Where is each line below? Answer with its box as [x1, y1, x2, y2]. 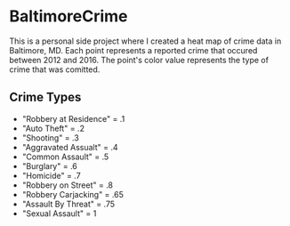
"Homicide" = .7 [21, 170, 82, 181]
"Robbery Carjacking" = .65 [21, 189, 125, 199]
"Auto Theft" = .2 [21, 123, 85, 133]
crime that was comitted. [9, 64, 101, 75]
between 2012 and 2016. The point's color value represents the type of [9, 54, 270, 65]
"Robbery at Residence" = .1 [21, 113, 125, 124]
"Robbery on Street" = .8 [21, 180, 114, 190]
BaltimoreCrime [9, 6, 128, 27]
